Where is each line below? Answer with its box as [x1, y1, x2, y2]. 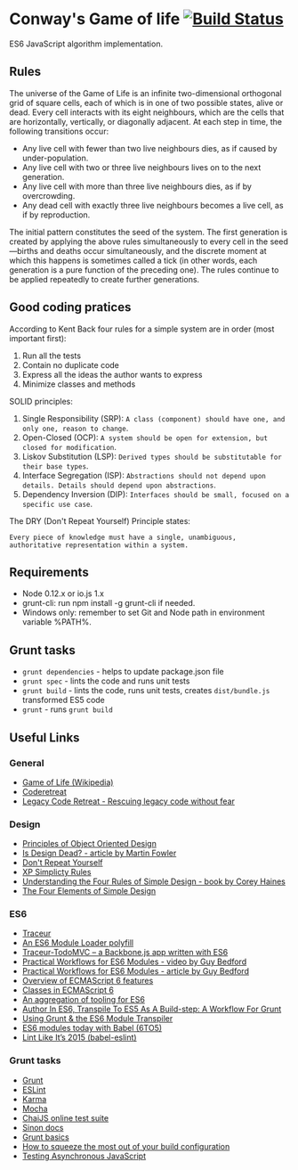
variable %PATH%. [21, 617, 92, 627]
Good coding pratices [9, 299, 132, 315]
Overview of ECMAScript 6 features [21, 976, 154, 986]
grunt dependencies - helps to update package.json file [21, 667, 224, 677]
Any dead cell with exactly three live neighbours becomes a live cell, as [21, 200, 284, 210]
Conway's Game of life [9, 9, 181, 29]
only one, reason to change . [21, 422, 129, 433]
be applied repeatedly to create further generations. [9, 274, 200, 284]
